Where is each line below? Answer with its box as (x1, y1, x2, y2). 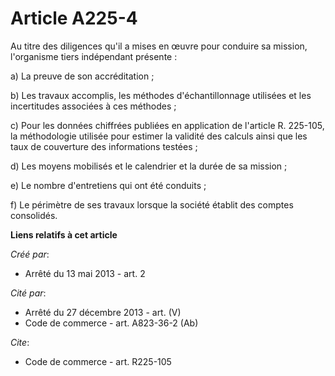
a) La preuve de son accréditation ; (10, 70, 155, 82)
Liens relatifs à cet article (10, 228, 118, 241)
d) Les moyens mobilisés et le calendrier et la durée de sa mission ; (10, 160, 288, 172)
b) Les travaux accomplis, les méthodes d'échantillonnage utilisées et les (10, 89, 312, 101)
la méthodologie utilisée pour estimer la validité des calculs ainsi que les (10, 130, 308, 142)
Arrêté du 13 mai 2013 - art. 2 (24, 267, 146, 279)
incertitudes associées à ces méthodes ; (10, 100, 177, 112)
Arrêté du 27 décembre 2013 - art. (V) (24, 306, 182, 318)
